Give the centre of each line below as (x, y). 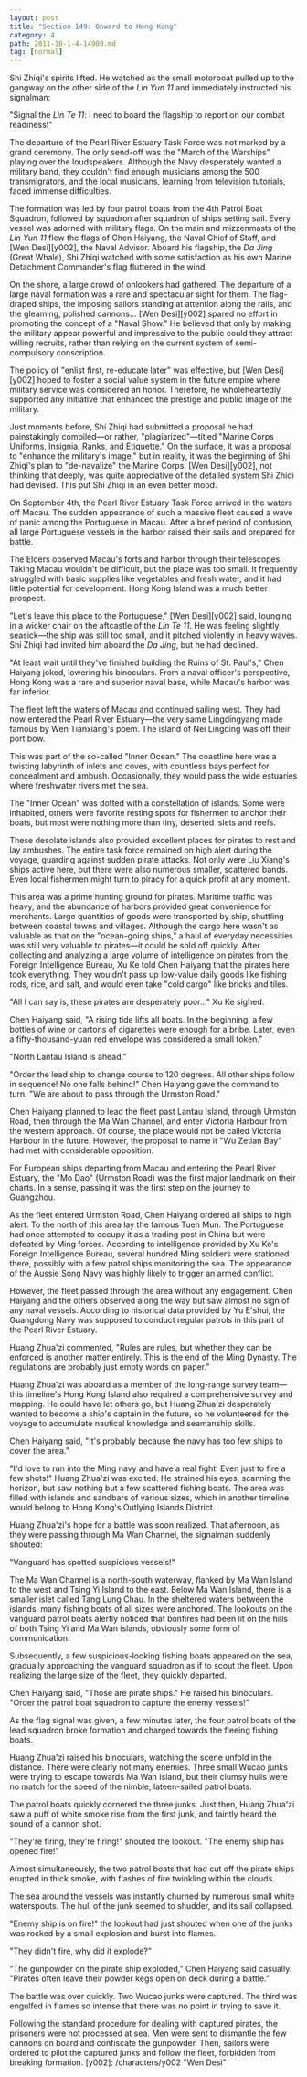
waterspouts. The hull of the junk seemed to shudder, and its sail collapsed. (152, 1906)
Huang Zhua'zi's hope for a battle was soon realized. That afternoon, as (145, 1525)
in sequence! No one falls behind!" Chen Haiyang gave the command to (144, 1085)
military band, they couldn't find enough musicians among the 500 (135, 172)
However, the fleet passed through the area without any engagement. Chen (151, 1291)
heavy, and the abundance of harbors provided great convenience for (141, 906)
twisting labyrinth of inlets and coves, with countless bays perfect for (139, 766)
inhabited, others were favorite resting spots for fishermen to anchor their (148, 813)
